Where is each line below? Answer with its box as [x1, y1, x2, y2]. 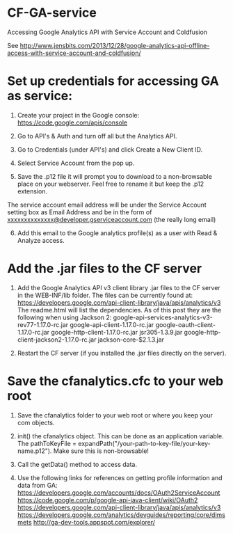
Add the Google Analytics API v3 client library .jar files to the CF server [17, 283, 220, 292]
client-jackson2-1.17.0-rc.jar [17, 335, 97, 344]
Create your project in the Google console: [17, 111, 140, 119]
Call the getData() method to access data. [17, 460, 138, 468]
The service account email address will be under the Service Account [7, 200, 207, 209]
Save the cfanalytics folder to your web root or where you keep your [17, 411, 214, 419]
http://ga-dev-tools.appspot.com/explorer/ [33, 518, 155, 526]
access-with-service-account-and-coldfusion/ [7, 49, 141, 57]
